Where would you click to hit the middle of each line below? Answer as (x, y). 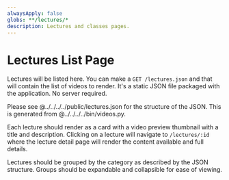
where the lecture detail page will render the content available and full (105, 142)
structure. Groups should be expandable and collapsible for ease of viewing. (114, 170)
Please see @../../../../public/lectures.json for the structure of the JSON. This (114, 107)
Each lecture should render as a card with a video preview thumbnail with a (113, 127)
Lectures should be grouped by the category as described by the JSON (108, 162)
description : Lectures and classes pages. (68, 26)
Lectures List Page (61, 60)
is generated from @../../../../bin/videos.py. (67, 114)
